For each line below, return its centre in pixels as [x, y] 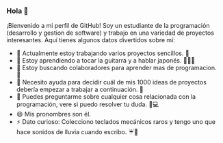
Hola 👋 [17, 11]
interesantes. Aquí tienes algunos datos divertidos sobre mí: [91, 40]
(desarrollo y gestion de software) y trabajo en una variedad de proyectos [110, 33]
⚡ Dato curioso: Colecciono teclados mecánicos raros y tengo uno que [116, 122]
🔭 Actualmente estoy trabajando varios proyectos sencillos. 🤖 [103, 53]
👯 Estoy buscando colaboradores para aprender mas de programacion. [116, 68]
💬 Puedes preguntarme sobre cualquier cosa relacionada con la [106, 97]
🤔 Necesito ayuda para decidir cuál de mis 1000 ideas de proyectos [111, 82]
